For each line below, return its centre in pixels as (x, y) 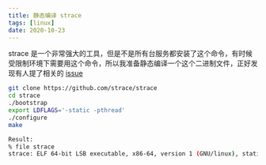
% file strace (32, 147)
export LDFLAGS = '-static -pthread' (67, 111)
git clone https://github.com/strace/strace (83, 88)
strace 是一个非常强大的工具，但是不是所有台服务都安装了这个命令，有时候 (131, 54)
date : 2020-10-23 (37, 30)
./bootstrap (28, 103)
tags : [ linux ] (32, 23)
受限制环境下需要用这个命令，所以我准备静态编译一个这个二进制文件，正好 (129, 63)
